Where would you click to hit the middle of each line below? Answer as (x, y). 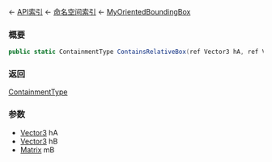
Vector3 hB (39, 141)
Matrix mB (37, 150)
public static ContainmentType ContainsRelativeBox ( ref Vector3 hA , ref (134, 52)
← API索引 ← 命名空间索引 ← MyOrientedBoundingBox (100, 12)
